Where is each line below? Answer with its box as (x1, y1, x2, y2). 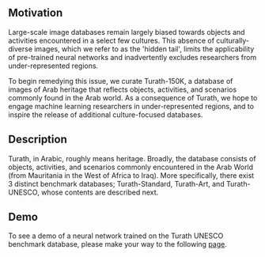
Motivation (8, 6, 63, 20)
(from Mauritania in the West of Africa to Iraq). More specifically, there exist (8, 170, 255, 180)
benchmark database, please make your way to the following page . (8, 240, 227, 249)
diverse (8, 43, 33, 54)
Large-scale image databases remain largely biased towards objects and (8, 27, 245, 36)
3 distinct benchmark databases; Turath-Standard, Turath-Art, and (8, 179, 225, 188)
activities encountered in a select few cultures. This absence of (8, 36, 215, 45)
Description (8, 133, 67, 146)
